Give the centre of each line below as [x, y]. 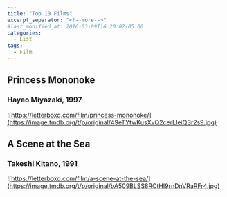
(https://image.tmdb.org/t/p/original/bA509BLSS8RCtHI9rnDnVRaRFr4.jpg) [113, 186]
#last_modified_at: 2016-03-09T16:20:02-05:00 [75, 26]
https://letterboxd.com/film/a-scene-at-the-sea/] [81, 179]
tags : [15, 46]
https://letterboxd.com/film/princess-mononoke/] [82, 115]
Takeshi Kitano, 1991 [43, 163]
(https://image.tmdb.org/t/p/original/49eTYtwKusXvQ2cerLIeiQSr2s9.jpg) [112, 122]
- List [23, 39]
